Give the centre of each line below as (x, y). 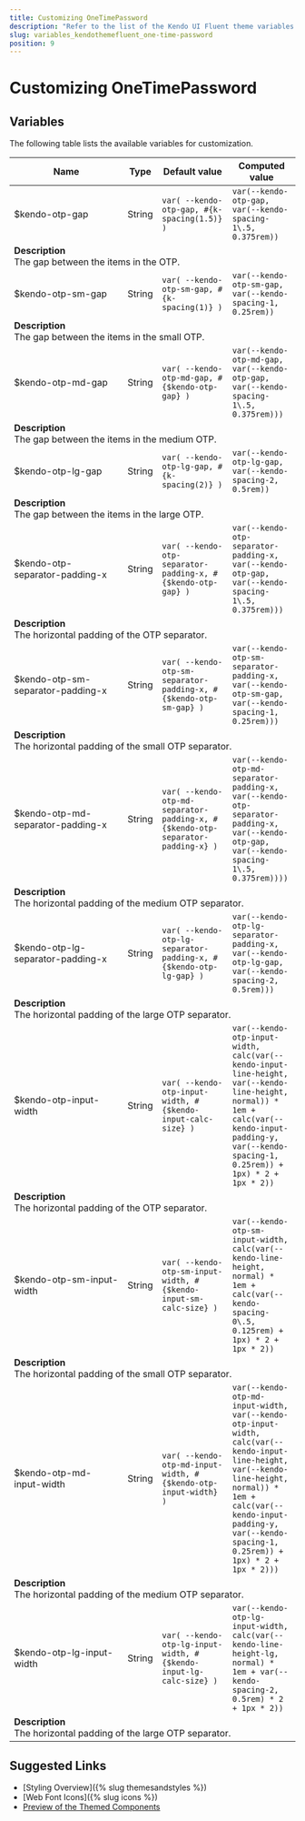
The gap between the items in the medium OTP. (115, 439)
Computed (262, 166)
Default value (192, 172)
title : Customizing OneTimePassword (79, 18)
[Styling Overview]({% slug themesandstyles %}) (114, 1787)
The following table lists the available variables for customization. (132, 144)
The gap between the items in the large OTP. (109, 515)
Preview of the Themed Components (91, 1807)
